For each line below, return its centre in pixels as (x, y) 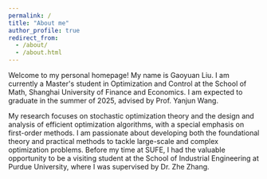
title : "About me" (39, 23)
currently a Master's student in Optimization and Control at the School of (128, 84)
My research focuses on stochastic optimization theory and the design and (132, 116)
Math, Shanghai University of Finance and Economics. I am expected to (126, 92)
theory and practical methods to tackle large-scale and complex (114, 141)
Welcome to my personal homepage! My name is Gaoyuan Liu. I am (119, 75)
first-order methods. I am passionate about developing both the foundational (134, 133)
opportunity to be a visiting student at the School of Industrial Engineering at (133, 158)
